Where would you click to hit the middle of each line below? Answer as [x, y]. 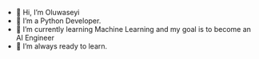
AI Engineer [35, 37]
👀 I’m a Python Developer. [58, 21]
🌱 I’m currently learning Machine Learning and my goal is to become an [133, 29]
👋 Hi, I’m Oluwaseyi [48, 12]
